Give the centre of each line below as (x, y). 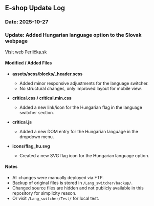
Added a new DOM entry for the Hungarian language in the (79, 131)
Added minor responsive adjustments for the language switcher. (84, 83)
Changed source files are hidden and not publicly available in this (78, 188)
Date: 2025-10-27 (27, 22)
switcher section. (37, 112)
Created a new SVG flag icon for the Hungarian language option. (84, 155)
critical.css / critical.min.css (42, 98)
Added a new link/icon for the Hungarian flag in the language (81, 107)
